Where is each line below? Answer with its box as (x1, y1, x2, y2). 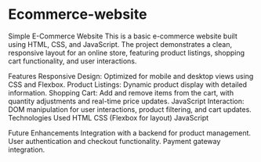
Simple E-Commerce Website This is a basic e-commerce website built (8, 31, 237, 41)
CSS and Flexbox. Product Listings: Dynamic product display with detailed (8, 80, 248, 89)
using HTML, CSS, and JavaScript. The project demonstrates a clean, (8, 39, 233, 49)
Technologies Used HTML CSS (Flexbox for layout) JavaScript (8, 113, 209, 122)
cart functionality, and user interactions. (8, 56, 137, 66)
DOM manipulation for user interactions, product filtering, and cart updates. (8, 104, 252, 114)
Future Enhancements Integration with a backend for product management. (8, 128, 252, 138)
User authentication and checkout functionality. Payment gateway (8, 136, 221, 146)
